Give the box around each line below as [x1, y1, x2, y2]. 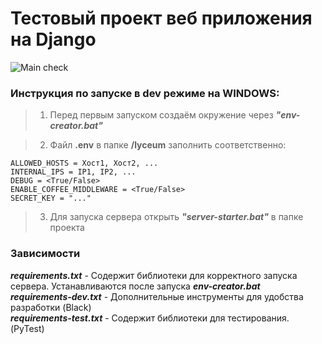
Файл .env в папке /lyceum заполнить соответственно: [49, 139, 287, 151]
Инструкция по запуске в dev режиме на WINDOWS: [10, 86, 280, 100]
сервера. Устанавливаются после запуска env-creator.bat [10, 280, 261, 292]
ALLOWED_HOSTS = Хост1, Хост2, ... [10, 158, 159, 169]
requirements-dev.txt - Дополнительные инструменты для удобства [10, 290, 304, 302]
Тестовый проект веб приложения [10, 7, 313, 30]
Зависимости [10, 247, 81, 261]
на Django [10, 28, 97, 51]
